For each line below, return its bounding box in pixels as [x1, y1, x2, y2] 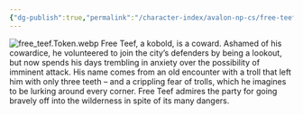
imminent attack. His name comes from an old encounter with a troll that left [9, 66, 291, 77]
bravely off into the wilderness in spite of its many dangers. [9, 95, 230, 106]
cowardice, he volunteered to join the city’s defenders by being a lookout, [9, 47, 282, 58]
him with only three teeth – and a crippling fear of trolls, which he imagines [9, 75, 287, 86]
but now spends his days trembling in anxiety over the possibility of [9, 57, 260, 67]
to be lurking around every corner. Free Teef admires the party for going [9, 85, 278, 96]
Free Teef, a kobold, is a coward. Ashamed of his [100, 38, 282, 49]
